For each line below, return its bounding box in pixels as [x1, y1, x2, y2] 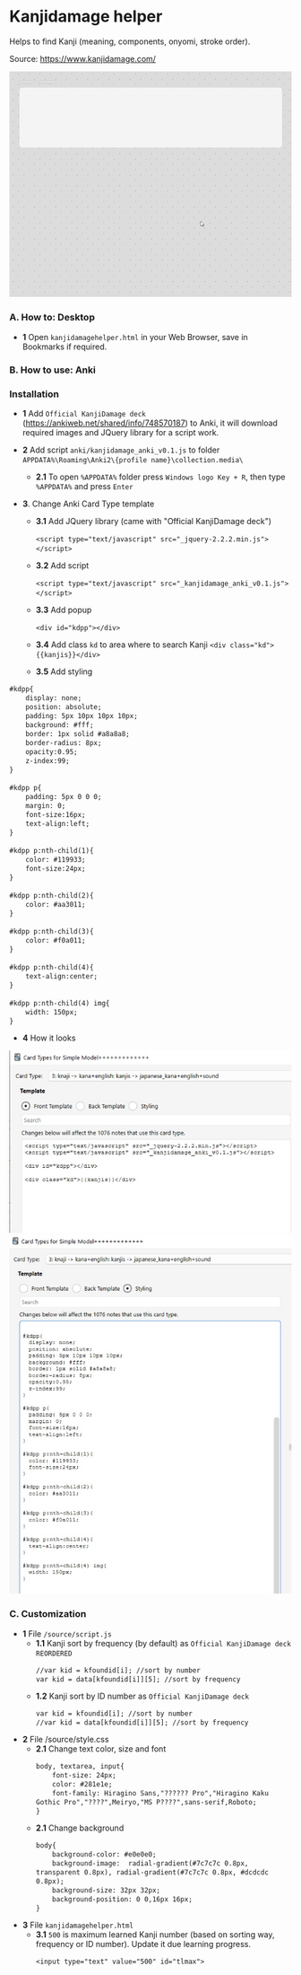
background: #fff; [25, 720, 94, 729]
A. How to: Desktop [9, 312, 96, 324]
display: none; [25, 693, 82, 702]
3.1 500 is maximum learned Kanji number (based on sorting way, [35, 1928, 275, 1940]
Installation [9, 388, 60, 400]
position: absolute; [25, 702, 102, 711]
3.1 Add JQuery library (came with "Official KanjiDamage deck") [35, 515, 271, 526]
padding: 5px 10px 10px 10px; [25, 711, 139, 720]
